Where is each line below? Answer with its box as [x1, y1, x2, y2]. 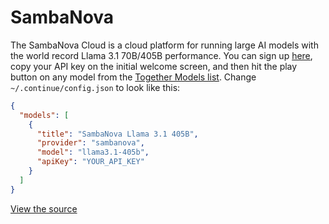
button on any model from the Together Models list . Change [10, 71, 257, 83]
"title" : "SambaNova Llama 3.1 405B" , [36, 129, 199, 139]
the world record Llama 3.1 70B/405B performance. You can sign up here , [10, 49, 313, 61]
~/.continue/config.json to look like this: [10, 81, 181, 93]
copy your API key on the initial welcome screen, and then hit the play [10, 60, 298, 72]
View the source [10, 202, 78, 215]
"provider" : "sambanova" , [36, 138, 145, 148]
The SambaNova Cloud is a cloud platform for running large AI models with [10, 39, 319, 51]
